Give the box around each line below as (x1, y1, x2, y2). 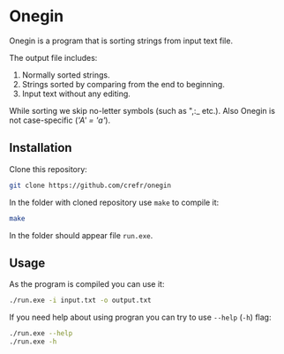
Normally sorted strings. (21, 69, 110, 80)
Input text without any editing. (21, 88, 131, 99)
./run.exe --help (9, 329, 73, 338)
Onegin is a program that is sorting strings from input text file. (9, 35, 234, 46)
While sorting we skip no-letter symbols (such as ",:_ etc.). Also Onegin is (9, 105, 276, 116)
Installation (9, 140, 72, 155)
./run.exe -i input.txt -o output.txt (9, 296, 152, 305)
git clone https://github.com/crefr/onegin (9, 181, 172, 190)
